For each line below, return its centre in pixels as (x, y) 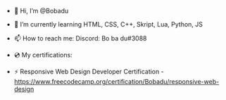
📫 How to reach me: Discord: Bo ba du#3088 (80, 38)
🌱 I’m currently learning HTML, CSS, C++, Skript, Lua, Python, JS (108, 24)
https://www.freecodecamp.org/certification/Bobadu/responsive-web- (117, 81)
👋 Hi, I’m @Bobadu (41, 11)
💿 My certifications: (43, 55)
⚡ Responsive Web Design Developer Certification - (89, 71)
